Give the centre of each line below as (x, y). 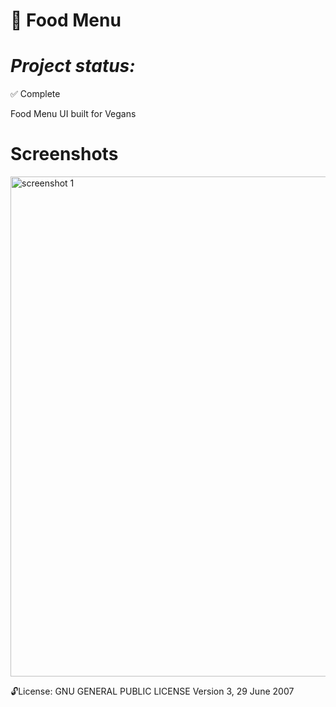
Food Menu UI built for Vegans (73, 114)
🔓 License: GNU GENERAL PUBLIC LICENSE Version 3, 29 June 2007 (152, 691)
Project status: (73, 66)
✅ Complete (35, 94)
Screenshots (64, 154)
